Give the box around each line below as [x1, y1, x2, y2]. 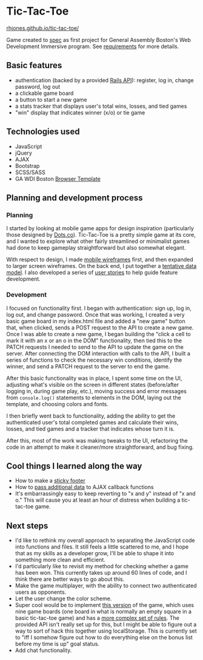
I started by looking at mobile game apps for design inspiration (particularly [6, 225, 194, 232]
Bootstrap [15, 162, 40, 169]
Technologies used [6, 127, 80, 137]
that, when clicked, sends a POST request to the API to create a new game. [6, 324, 194, 331]
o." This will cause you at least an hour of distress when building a [15, 496, 181, 504]
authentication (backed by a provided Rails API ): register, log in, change [15, 76, 194, 83]
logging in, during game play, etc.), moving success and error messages [6, 387, 187, 395]
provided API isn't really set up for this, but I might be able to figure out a [15, 621, 197, 628]
